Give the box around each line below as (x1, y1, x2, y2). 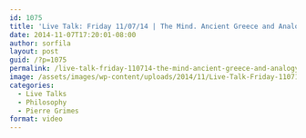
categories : (9, 81, 55, 90)
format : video (9, 114, 64, 123)
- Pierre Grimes (17, 106, 79, 115)
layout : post (9, 47, 59, 56)
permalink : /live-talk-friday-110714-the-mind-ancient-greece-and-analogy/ (9, 64, 303, 74)
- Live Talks (17, 89, 67, 98)
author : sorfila (9, 38, 71, 48)
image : (9, 73, 35, 82)
